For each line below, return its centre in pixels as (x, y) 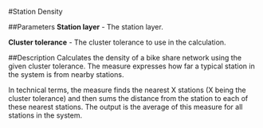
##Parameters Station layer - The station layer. (86, 27)
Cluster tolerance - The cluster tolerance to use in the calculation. (117, 42)
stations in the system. (45, 115)
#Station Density (35, 12)
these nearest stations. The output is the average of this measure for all (126, 107)
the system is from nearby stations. (66, 74)
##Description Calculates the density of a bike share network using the (125, 58)
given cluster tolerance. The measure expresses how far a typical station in (131, 66)
